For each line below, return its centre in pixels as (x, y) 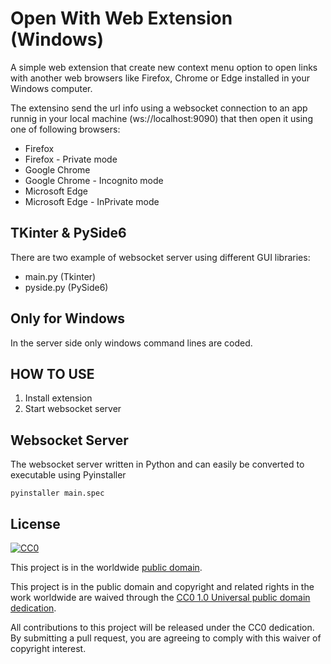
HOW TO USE (52, 373)
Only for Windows (68, 318)
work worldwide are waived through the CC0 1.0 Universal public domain (160, 597)
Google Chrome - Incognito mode (94, 180)
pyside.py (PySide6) (66, 287)
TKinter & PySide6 (68, 233)
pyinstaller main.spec (57, 493)
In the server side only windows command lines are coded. (131, 343)
